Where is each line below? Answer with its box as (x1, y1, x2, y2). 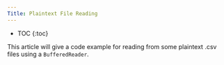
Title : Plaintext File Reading (7, 10, 98, 17)
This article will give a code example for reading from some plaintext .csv (7, 42, 217, 50)
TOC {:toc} (17, 29, 49, 37)
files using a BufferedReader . (7, 50, 89, 58)
